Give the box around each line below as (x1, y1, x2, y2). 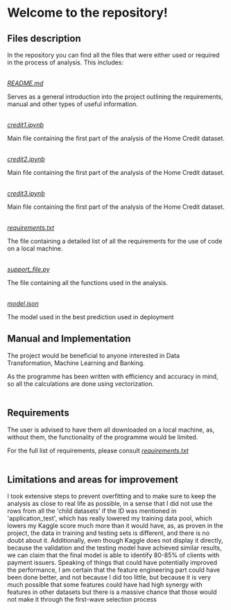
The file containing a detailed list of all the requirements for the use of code (7, 237, 223, 245)
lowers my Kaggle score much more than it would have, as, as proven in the (7, 522, 223, 530)
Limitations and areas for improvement (7, 474, 178, 486)
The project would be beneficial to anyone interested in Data (7, 351, 180, 359)
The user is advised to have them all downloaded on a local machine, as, (7, 425, 215, 434)
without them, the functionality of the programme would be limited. (7, 432, 198, 441)
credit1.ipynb (7, 121, 44, 129)
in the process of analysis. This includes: (7, 58, 123, 67)
